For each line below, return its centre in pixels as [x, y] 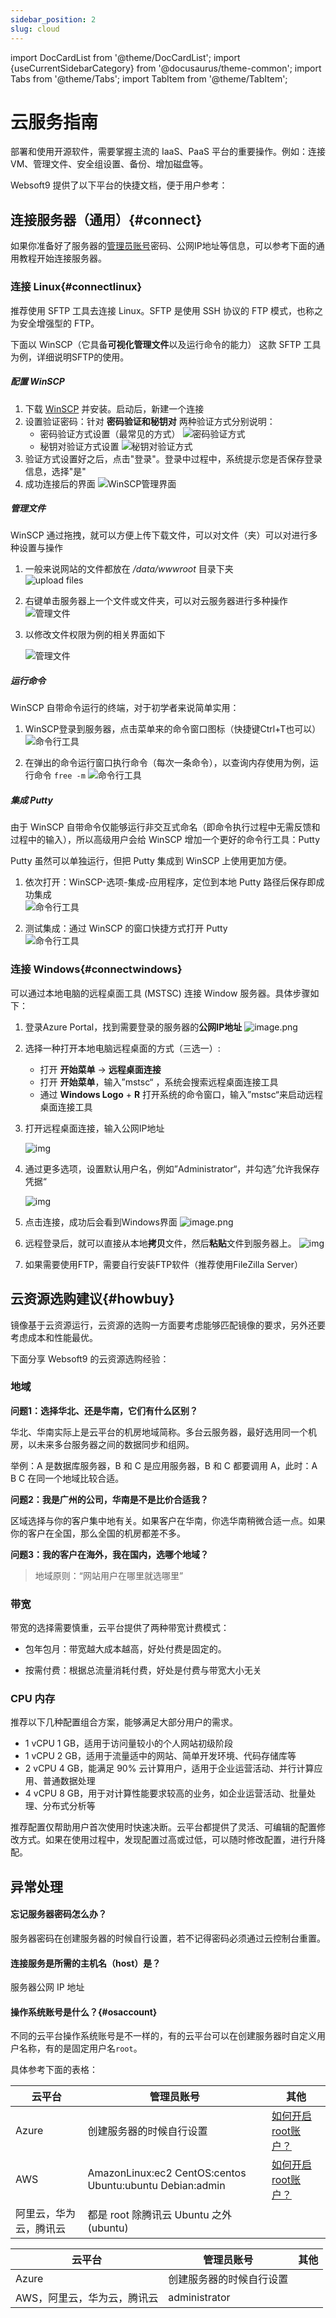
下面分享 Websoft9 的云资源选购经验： [90, 1358]
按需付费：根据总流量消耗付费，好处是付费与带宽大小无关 [143, 1670]
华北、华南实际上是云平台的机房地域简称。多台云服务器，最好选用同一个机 [163, 1432]
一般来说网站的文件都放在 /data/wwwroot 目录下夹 [129, 569]
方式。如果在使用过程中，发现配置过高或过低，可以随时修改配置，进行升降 [172, 1840]
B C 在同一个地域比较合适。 [67, 1478]
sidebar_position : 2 [53, 19]
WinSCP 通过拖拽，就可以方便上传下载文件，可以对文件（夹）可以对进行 [160, 535]
